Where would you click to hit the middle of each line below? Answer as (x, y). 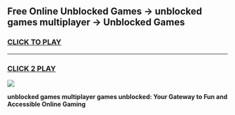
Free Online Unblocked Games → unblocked (105, 11)
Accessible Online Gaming (47, 104)
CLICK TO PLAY (34, 43)
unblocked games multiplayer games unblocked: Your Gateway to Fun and (117, 96)
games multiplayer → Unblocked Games (96, 23)
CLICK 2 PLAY (31, 68)
